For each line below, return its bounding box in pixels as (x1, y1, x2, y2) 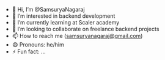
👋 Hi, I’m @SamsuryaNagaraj (12, 6, 85, 13)
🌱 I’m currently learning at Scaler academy (12, 19, 120, 26)
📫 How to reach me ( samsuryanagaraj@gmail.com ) (12, 32, 143, 39)
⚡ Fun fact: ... (12, 48, 46, 55)
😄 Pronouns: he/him (12, 41, 64, 48)
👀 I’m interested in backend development (12, 12, 116, 20)
